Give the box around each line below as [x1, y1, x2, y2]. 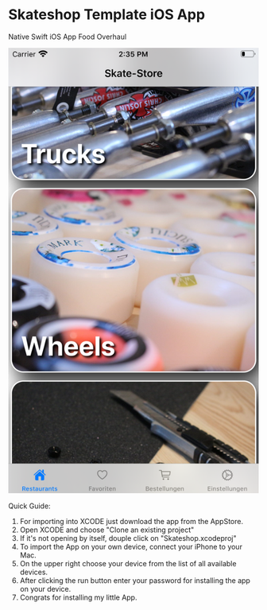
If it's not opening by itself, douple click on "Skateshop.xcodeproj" [19, 533, 237, 542]
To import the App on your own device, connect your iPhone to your [19, 542, 242, 551]
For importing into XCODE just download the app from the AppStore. [19, 516, 244, 526]
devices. [19, 567, 48, 577]
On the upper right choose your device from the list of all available [19, 558, 237, 568]
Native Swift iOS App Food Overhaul [8, 32, 127, 41]
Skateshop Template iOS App [8, 6, 205, 24]
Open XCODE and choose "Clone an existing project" [19, 525, 195, 534]
